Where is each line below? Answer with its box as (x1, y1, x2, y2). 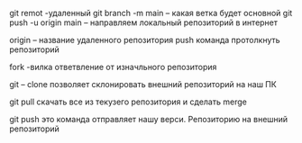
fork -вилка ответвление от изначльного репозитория (9, 62, 217, 72)
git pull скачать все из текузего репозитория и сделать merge (9, 96, 248, 107)
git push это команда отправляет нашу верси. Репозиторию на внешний (9, 114, 288, 124)
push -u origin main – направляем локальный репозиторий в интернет (9, 17, 278, 28)
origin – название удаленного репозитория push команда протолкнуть (9, 35, 281, 45)
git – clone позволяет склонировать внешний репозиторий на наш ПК (9, 79, 277, 89)
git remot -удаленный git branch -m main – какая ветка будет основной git (9, 8, 293, 18)
